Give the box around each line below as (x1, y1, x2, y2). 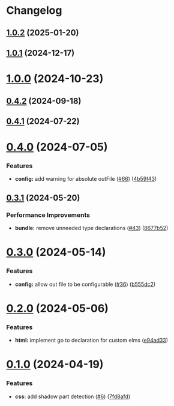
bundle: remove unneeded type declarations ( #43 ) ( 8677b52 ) (14, 225, 169, 232)
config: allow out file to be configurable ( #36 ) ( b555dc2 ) (14, 280, 156, 288)
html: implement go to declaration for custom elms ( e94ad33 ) (14, 337, 169, 344)
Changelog (6, 4, 62, 17)
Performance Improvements (6, 211, 91, 219)
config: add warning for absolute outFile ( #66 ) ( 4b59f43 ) (14, 175, 157, 183)
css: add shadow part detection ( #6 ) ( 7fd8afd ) (14, 393, 131, 400)
